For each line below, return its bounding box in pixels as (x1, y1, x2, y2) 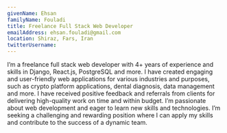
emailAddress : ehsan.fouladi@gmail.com (7, 29, 121, 36)
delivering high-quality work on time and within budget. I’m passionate (7, 97, 206, 104)
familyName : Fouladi (7, 16, 67, 23)
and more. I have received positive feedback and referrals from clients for (7, 89, 215, 98)
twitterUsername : (7, 42, 57, 48)
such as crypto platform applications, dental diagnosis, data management (7, 83, 215, 90)
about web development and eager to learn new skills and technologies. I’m (7, 104, 221, 112)
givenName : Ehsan (7, 10, 57, 17)
